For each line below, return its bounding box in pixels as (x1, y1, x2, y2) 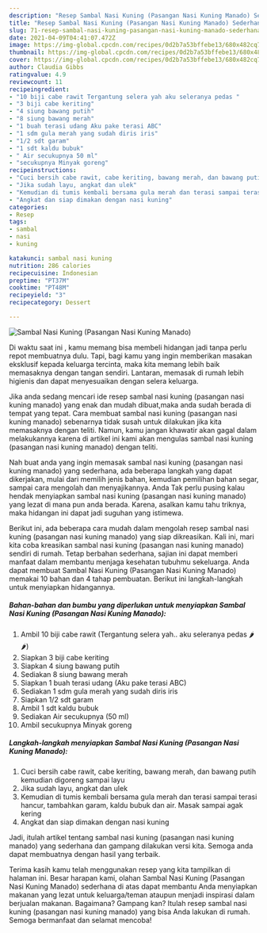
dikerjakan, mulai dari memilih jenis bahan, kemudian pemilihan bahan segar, (9, 474, 259, 484)
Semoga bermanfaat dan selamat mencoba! (9, 915, 152, 924)
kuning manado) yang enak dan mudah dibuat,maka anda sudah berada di (9, 400, 252, 409)
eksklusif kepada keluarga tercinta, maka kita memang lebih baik (9, 359, 220, 369)
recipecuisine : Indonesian (9, 269, 98, 277)
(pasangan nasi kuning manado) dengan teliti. (9, 442, 158, 452)
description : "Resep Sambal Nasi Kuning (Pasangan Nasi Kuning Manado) (9, 11, 250, 20)
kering (20, 809, 42, 818)
